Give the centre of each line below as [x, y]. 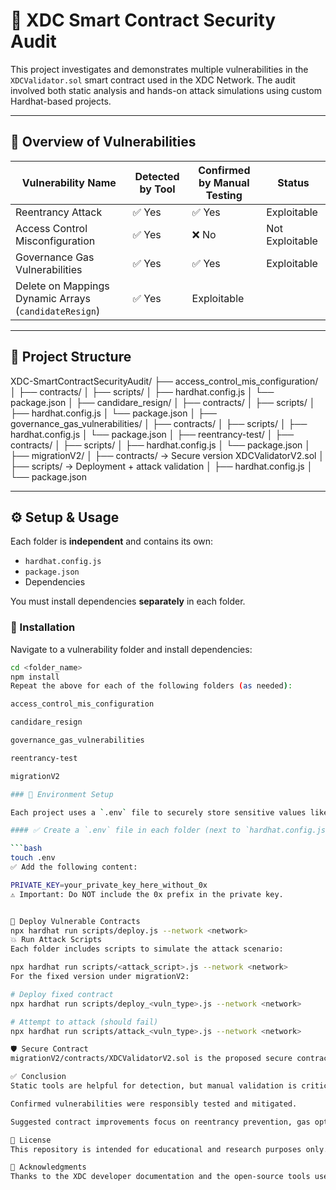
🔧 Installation [43, 627]
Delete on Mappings [62, 286]
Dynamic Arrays [53, 298]
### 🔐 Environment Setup [62, 794]
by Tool [157, 189]
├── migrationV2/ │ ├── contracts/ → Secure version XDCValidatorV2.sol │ [167, 455]
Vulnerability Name [69, 182]
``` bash [26, 849]
